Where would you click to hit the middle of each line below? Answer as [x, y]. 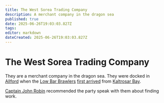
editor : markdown [23, 33]
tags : [11, 28]
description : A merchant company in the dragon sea [59, 14]
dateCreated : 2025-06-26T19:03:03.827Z [46, 38]
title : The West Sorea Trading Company [46, 10]
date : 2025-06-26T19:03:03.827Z [38, 24]
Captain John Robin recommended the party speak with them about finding [82, 91]
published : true [22, 19]
